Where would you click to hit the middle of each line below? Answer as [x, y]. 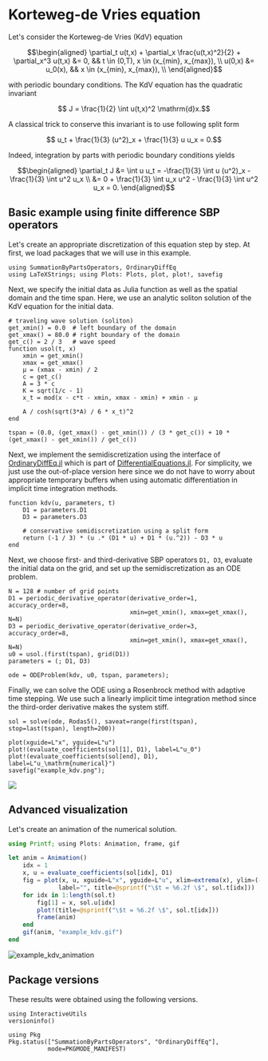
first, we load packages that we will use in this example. [100, 252]
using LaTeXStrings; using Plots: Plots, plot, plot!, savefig [116, 274]
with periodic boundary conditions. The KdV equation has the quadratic [126, 85]
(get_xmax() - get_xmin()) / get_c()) [73, 439]
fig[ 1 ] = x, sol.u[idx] [76, 903]
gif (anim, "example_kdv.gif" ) [73, 932]
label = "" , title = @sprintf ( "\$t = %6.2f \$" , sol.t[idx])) [157, 888]
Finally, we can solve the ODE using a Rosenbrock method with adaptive [127, 690]
